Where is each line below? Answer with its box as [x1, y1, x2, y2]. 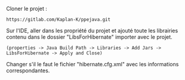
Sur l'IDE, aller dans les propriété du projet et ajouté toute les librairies [6, 27, 178, 34]
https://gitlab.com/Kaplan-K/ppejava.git [6, 17, 111, 23]
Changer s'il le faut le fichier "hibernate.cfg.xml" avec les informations [6, 61, 179, 67]
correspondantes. [6, 67, 50, 74]
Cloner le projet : [6, 5, 48, 12]
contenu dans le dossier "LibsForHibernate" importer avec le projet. [6, 33, 173, 41]
